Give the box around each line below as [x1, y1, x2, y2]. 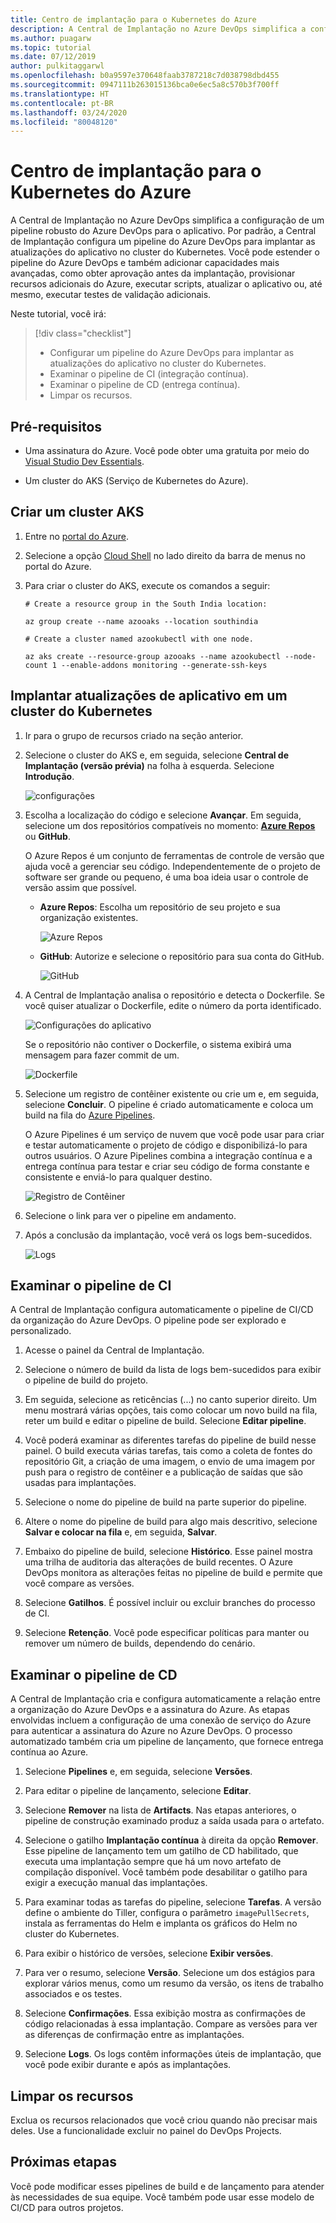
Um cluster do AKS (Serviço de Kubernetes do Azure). [24, 475, 249, 486]
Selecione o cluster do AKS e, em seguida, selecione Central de [24, 749, 290, 761]
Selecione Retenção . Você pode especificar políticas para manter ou [24, 1627, 310, 1639]
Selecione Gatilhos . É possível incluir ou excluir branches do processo [24, 1597, 316, 1609]
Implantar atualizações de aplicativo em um [10, 687, 288, 705]
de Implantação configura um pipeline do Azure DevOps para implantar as [10, 236, 316, 248]
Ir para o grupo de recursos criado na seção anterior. [24, 729, 244, 741]
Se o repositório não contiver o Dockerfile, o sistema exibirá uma [24, 1038, 292, 1050]
